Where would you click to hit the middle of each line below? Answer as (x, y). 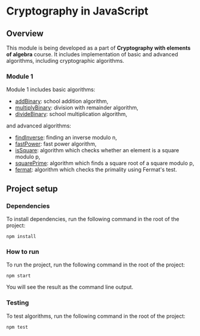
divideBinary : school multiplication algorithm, (71, 114)
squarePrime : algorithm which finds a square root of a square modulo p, (105, 163)
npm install (21, 236)
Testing (18, 303)
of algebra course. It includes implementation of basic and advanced (92, 54)
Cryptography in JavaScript (77, 11)
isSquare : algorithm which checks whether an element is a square (97, 150)
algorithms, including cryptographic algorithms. (65, 61)
